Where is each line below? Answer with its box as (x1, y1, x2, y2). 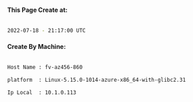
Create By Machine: (7, 42, 66, 50)
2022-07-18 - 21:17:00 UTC (7, 27, 86, 34)
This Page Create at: (7, 6, 68, 14)
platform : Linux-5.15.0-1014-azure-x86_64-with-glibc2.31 (7, 77, 187, 84)
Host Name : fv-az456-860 (7, 64, 83, 71)
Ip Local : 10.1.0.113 (7, 89, 77, 96)
